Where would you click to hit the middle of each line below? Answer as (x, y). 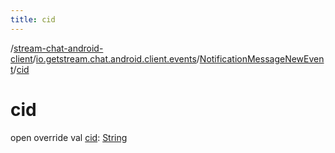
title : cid (33, 19)
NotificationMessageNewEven (262, 58)
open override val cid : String (69, 137)
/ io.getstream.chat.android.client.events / (116, 58)
